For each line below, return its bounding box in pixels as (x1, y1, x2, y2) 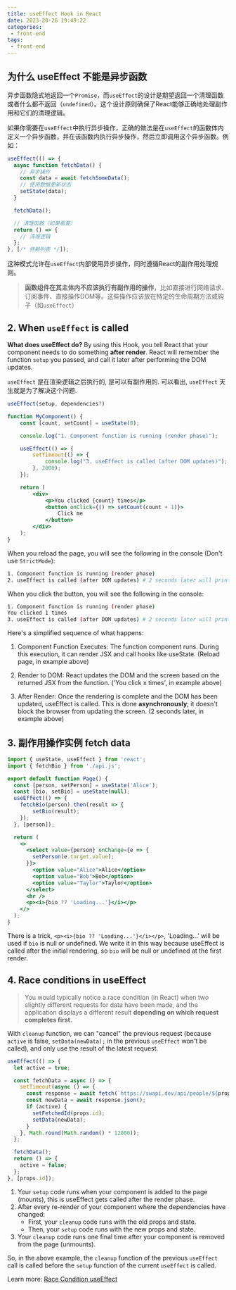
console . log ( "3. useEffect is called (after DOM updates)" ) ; (44, 458, 228, 465)
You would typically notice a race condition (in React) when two (24, 993, 209, 1001)
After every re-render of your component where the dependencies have (17, 1202, 226, 1211)
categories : (7, 23, 42, 30)
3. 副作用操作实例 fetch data (7, 737, 131, 749)
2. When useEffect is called (7, 322, 129, 334)
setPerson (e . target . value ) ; (32, 853, 114, 860)
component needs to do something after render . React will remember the (7, 348, 220, 356)
